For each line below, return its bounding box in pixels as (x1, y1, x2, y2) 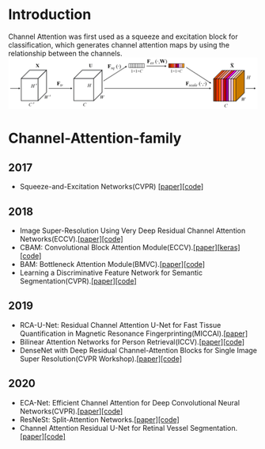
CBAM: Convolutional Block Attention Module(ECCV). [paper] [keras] (19, 243, 240, 253)
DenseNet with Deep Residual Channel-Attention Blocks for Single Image (19, 345, 258, 355)
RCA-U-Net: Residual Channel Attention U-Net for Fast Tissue (19, 320, 221, 329)
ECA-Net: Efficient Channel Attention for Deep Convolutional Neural (19, 398, 240, 407)
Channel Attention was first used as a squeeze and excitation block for (8, 32, 239, 41)
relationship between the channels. (8, 48, 123, 58)
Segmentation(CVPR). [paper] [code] (19, 276, 137, 286)
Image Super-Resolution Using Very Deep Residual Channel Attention (19, 226, 246, 235)
